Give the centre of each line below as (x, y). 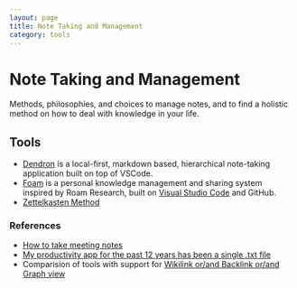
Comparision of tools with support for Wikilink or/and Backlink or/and (151, 265)
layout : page (34, 18)
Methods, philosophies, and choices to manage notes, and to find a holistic (149, 104)
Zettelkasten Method (61, 202)
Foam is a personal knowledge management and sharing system (142, 183)
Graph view (44, 274)
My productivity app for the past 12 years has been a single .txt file (147, 255)
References (35, 226)
